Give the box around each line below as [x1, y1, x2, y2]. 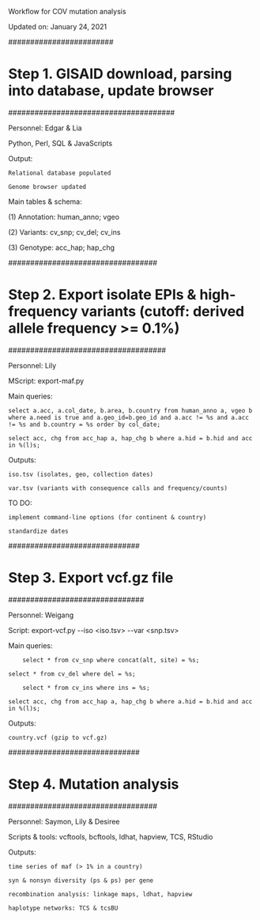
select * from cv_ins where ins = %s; [22, 684, 150, 692]
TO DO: [8, 498, 33, 507]
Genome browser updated [8, 183, 87, 190]
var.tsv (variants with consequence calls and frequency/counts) [8, 484, 228, 492]
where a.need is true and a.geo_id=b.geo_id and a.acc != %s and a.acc [8, 413, 249, 421]
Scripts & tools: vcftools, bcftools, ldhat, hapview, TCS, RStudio [8, 831, 213, 841]
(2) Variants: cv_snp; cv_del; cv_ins [8, 227, 121, 236]
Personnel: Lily [8, 360, 57, 370]
